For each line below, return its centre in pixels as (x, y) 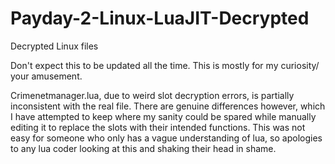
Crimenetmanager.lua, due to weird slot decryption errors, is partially (152, 95)
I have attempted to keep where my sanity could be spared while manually (163, 116)
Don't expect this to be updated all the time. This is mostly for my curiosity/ (165, 65)
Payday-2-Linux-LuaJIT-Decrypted (160, 18)
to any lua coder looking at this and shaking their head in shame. (143, 148)
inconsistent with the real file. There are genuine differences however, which (168, 106)
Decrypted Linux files (54, 46)
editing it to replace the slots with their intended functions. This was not (158, 127)
